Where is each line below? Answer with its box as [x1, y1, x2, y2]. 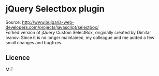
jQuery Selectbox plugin [5, 3, 105, 14]
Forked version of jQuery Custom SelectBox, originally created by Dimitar [5, 29, 151, 35]
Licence [5, 54, 30, 62]
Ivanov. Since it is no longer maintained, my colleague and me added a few [5, 35, 155, 40]
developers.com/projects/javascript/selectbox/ [5, 24, 99, 30]
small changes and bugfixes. [5, 39, 63, 45]
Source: [5, 19, 21, 25]
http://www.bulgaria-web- [22, 19, 74, 25]
